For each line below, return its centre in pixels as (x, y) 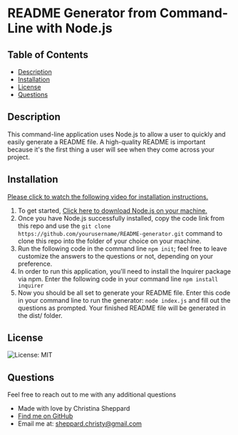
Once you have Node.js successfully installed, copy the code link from (121, 218)
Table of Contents (48, 55)
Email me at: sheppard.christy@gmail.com (80, 424)
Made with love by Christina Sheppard (74, 409)
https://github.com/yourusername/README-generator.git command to (120, 233)
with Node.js (74, 28)
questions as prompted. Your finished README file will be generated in (121, 308)
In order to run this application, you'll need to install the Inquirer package (124, 271)
